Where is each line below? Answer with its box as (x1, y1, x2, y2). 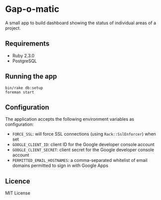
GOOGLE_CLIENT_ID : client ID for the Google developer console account (12, 142, 155, 148)
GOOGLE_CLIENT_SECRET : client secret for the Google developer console (12, 147, 155, 153)
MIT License (5, 190, 31, 196)
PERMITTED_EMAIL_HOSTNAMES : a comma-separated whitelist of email (12, 157, 148, 163)
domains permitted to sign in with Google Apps (12, 162, 108, 169)
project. (5, 25, 21, 31)
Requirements (5, 40, 50, 48)
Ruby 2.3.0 (12, 52, 35, 58)
